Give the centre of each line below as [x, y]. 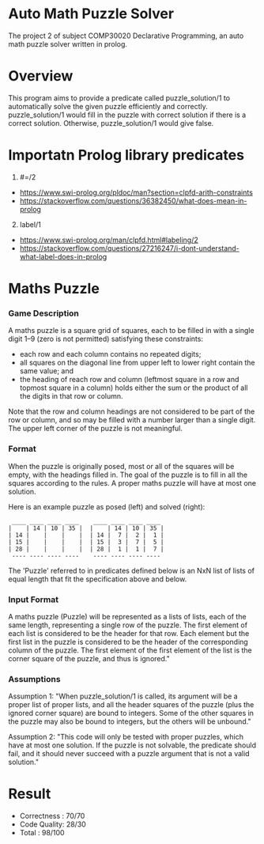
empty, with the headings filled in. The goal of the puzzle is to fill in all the [128, 475]
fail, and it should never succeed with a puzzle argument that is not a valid [129, 754]
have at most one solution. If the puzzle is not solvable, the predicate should [132, 745]
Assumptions [34, 679]
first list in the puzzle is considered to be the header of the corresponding [128, 642]
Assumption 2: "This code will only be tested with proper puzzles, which [126, 737]
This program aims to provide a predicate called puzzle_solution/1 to [119, 98]
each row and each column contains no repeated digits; [110, 354]
